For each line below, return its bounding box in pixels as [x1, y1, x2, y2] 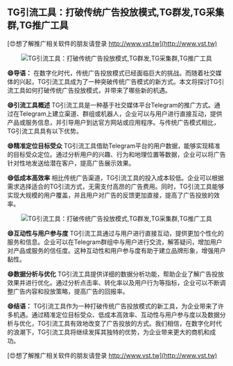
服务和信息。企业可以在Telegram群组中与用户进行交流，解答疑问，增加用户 [7, 238, 223, 246]
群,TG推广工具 [7, 19, 69, 31]
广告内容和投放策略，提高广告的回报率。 [12, 287, 129, 295]
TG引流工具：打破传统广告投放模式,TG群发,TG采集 [7, 6, 225, 19]
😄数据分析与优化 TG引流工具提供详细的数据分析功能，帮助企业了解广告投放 [7, 270, 224, 278]
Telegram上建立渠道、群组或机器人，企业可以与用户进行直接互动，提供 [19, 110, 223, 118]
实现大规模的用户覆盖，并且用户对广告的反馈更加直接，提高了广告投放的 [7, 191, 214, 199]
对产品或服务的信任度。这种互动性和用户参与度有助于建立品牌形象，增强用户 [7, 246, 226, 254]
